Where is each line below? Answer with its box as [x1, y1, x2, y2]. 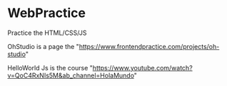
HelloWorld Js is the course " [7, 63, 93, 72]
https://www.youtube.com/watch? [92, 63, 193, 72]
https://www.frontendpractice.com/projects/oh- [79, 42, 220, 50]
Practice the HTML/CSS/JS [7, 28, 87, 37]
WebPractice [7, 5, 86, 21]
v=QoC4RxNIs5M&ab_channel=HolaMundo [7, 71, 134, 80]
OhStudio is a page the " [7, 42, 80, 50]
